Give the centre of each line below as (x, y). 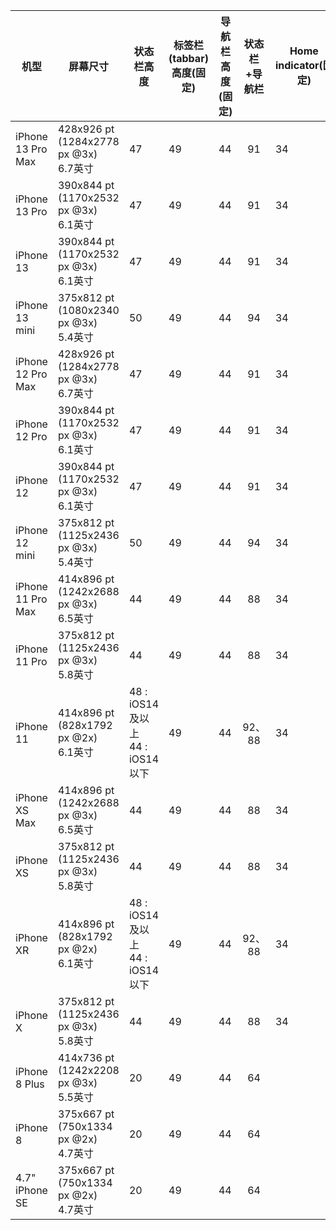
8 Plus (30, 1084)
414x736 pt (86, 1057)
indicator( (298, 65)
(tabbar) (188, 58)
